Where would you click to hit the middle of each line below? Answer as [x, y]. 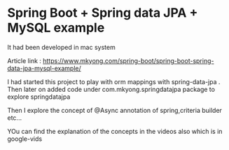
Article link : [25, 60]
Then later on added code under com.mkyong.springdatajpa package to [111, 89]
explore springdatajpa [39, 97]
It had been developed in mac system [61, 47]
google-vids [25, 139]
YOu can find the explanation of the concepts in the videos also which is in [115, 131]
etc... [15, 118]
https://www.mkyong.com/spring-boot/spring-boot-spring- [129, 60]
